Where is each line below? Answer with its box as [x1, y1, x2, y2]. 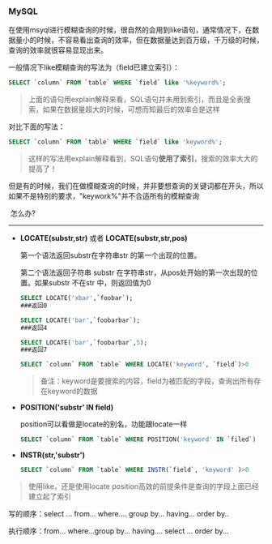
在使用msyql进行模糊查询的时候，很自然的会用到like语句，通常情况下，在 [8, 25, 253, 35]
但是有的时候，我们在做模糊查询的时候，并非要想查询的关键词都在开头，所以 [8, 181, 264, 191]
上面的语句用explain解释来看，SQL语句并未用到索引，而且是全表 [28, 95, 244, 105]
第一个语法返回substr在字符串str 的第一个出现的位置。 [19, 251, 202, 260]
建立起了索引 [28, 491, 71, 501]
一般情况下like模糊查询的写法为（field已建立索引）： [8, 62, 181, 72]
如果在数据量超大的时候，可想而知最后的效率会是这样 [42, 105, 220, 114]
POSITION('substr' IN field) [19, 403, 114, 413]
